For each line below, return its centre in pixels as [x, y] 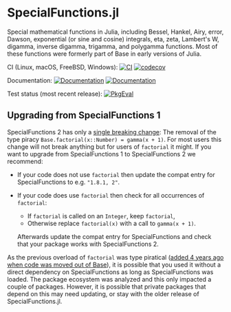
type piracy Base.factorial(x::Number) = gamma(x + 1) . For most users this [114, 139]
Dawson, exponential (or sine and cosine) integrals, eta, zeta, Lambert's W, [113, 39]
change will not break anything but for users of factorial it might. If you [109, 147]
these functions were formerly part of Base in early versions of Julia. [104, 54]
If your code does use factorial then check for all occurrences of [111, 195]
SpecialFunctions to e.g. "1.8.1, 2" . [68, 182]
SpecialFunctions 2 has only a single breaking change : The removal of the [112, 132]
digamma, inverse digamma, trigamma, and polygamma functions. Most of [112, 46]
